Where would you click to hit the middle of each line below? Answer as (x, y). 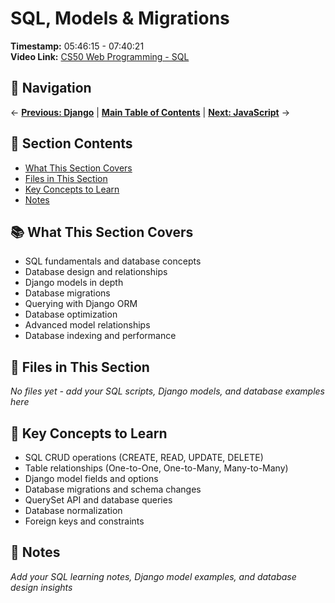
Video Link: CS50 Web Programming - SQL (100, 56)
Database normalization (73, 510)
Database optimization (71, 314)
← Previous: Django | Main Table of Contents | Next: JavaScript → (150, 112)
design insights (41, 587)
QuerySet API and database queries (98, 500)
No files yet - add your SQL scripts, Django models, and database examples (167, 391)
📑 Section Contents (71, 143)
